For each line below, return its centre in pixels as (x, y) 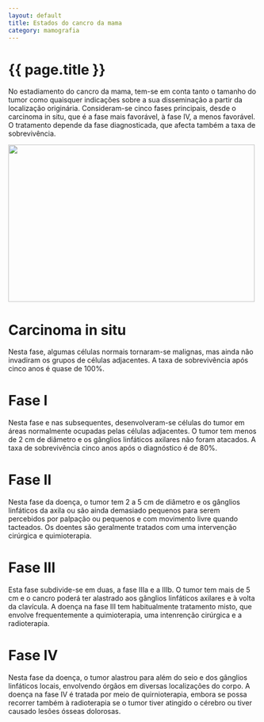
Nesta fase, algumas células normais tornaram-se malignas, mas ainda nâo (131, 352)
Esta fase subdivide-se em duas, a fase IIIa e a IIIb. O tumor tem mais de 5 (130, 590)
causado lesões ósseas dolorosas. (65, 711)
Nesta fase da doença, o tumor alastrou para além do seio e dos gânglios (128, 678)
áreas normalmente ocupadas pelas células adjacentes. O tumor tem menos (132, 431)
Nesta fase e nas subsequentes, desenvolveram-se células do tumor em (126, 423)
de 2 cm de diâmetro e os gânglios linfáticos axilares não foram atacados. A (132, 440)
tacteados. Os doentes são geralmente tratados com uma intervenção (122, 528)
